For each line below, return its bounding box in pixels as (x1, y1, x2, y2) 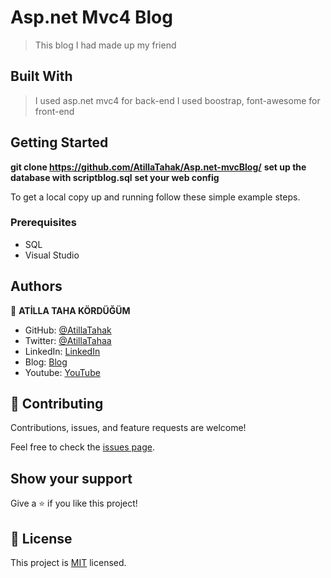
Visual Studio (24, 249, 80, 261)
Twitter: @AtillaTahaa (24, 334, 112, 346)
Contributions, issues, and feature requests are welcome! (10, 422, 247, 434)
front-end (34, 105, 75, 117)
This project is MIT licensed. (10, 557, 127, 569)
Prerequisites (10, 216, 77, 230)
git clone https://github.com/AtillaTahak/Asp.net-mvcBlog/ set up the (10, 161, 307, 173)
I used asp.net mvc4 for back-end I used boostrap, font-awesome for (34, 94, 321, 106)
